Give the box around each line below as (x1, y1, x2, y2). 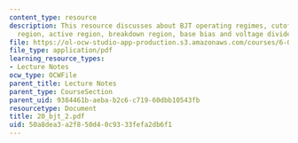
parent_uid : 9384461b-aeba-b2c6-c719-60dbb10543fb (9, 95, 200, 105)
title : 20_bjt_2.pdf (9, 112, 86, 121)
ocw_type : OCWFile (9, 71, 77, 80)
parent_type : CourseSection (9, 87, 114, 96)
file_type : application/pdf (9, 46, 114, 55)
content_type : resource (9, 12, 98, 22)
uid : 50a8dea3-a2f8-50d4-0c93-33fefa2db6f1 (9, 121, 173, 130)
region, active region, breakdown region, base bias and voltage (17, 29, 264, 38)
